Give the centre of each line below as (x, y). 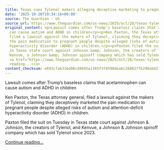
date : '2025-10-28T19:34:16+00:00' (41, 14)
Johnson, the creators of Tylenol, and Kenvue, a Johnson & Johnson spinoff (82, 127)
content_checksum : (24, 69)
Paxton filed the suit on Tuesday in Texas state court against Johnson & (77, 122)
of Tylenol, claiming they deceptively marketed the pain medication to (75, 102)
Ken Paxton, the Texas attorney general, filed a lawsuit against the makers (79, 97)
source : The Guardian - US (32, 19)
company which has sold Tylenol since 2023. (51, 133)
